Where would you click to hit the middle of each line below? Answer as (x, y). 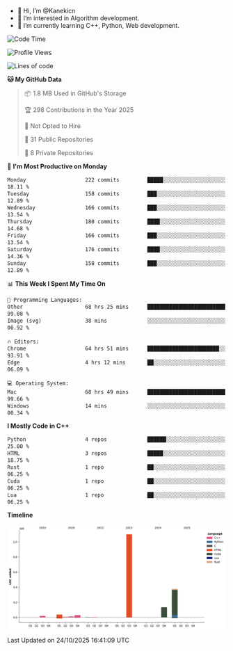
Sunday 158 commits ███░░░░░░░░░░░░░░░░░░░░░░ (116, 264)
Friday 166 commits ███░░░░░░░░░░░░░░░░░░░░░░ (116, 236)
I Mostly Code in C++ (38, 426)
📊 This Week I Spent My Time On (56, 284)
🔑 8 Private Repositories (59, 153)
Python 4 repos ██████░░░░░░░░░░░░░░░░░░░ (116, 440)
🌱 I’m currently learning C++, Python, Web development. (98, 25)
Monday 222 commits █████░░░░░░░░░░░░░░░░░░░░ (116, 180)
